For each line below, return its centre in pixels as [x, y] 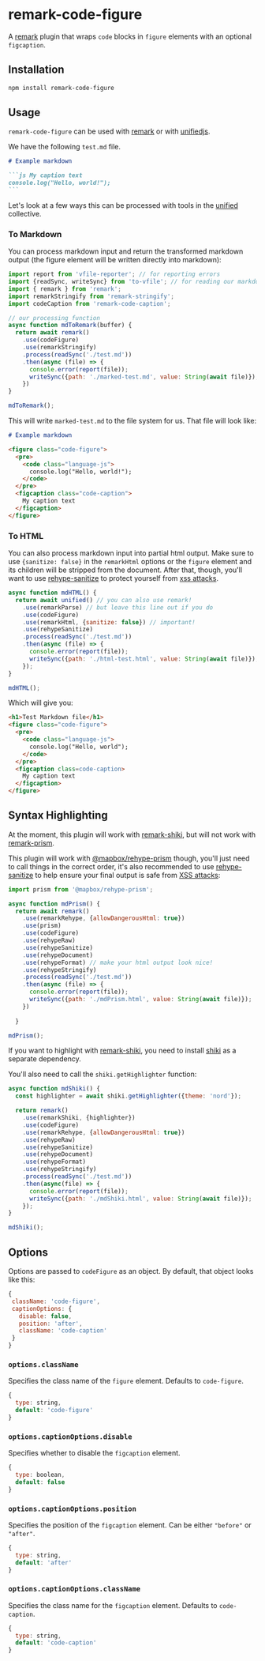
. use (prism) [42, 926]
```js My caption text [45, 175]
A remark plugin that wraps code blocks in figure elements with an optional [130, 36]
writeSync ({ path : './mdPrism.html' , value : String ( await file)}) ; [140, 1000]
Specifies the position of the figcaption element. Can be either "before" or [130, 1525]
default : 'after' [44, 1562]
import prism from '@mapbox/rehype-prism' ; [81, 889]
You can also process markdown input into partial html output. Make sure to [131, 553]
